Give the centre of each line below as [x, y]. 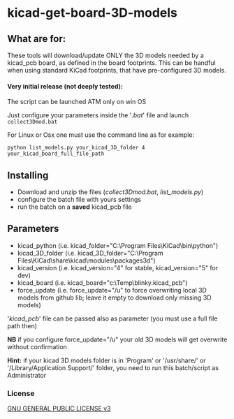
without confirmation [37, 346]
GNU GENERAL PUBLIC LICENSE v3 [59, 409]
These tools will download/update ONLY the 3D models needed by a [105, 55]
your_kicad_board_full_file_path [56, 154]
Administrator [27, 375]
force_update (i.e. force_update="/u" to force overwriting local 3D [112, 290]
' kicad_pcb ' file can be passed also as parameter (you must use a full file [112, 318]
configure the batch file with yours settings [79, 200]
